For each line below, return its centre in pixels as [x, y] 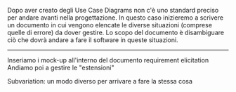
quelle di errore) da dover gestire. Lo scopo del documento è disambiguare [116, 32]
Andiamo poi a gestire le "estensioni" [61, 67]
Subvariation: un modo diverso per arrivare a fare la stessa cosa [100, 81]
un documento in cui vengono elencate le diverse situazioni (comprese [110, 25]
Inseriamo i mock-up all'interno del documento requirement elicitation [108, 60]
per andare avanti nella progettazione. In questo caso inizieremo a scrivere [115, 18]
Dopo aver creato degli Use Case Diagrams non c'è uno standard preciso [113, 10]
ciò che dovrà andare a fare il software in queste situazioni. [93, 40]
